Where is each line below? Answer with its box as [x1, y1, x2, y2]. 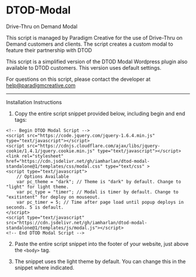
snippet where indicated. [14, 264, 75, 271]
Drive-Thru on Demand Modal [6, 23, 78, 30]
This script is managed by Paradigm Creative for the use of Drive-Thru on [6, 34, 183, 41]
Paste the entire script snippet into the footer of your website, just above [14, 240, 189, 247]
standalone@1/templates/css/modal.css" [6, 163, 103, 169]
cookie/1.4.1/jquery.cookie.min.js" [6, 148, 95, 154]
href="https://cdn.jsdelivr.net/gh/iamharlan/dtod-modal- [6, 158, 150, 164]
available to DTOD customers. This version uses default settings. [6, 64, 162, 71]
